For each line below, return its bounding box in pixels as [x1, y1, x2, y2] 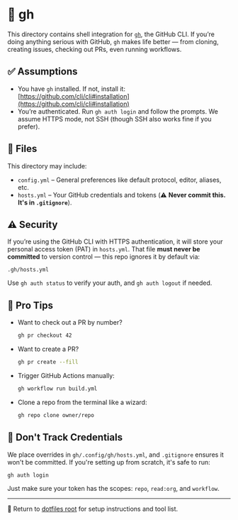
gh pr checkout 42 [17, 332, 72, 340]
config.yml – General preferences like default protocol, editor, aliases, [17, 175, 222, 184]
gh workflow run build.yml [17, 385, 98, 392]
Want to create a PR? [17, 345, 79, 354]
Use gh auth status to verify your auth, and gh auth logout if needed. [7, 278, 212, 287]
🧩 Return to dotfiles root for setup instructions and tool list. [7, 504, 178, 514]
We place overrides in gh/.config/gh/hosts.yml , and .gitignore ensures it [7, 450, 225, 459]
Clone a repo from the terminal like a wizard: [17, 398, 147, 406]
